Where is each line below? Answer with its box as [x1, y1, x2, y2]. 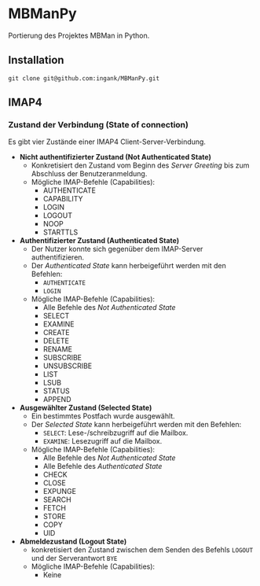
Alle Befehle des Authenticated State [42, 462, 163, 471]
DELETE [42, 336, 69, 346]
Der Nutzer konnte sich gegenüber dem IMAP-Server [31, 245, 203, 254]
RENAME [42, 345, 73, 354]
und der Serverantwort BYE [31, 554, 118, 563]
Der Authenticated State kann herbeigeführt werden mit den [31, 261, 226, 271]
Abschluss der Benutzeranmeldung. [31, 169, 148, 179]
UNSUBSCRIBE [42, 361, 93, 370]
